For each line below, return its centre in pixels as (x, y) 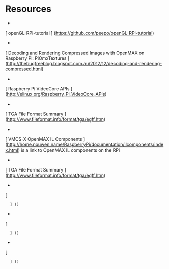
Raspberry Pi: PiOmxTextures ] (37, 58)
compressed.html (24, 69)
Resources (29, 9)
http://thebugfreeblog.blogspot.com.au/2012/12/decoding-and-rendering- (84, 63)
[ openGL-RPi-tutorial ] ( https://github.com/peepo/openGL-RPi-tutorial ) (80, 33)
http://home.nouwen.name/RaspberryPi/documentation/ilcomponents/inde (85, 144)
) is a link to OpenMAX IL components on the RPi (69, 150)
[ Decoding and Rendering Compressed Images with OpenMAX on (75, 53)
